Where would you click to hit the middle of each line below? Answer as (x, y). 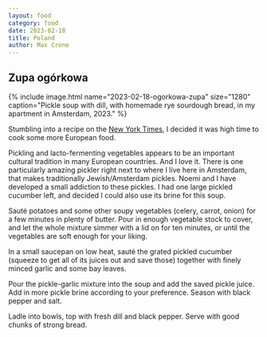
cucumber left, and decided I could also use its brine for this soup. (117, 195)
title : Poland (32, 38)
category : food (33, 23)
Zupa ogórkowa (48, 78)
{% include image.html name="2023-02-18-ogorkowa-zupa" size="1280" (130, 96)
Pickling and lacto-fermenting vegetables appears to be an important (122, 153)
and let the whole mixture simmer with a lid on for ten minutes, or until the (129, 227)
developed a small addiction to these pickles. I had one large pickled (120, 186)
